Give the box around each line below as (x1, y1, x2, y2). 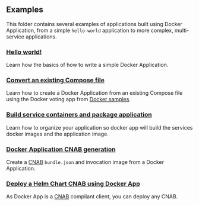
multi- (174, 27, 189, 34)
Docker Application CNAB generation (6, 145, 116, 153)
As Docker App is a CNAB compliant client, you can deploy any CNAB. (6, 193, 178, 200)
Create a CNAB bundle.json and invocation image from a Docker (6, 159, 165, 165)
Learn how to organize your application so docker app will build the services (6, 124, 193, 131)
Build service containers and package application (6, 111, 153, 119)
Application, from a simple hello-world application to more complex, (6, 27, 173, 34)
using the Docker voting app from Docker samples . (6, 96, 131, 103)
